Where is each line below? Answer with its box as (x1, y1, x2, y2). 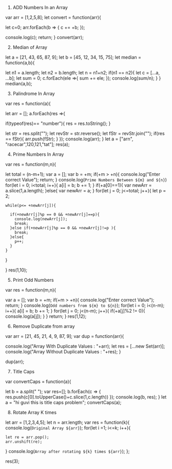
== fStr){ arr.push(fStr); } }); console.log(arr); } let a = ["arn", (5, 136, 133, 142)
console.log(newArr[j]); (14, 217, 68, 222)
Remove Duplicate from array (12, 323, 75, 329)
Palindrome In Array (12, 91, 55, 97)
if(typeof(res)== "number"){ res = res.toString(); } (5, 120, 111, 127)
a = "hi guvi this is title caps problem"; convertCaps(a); (5, 400, 122, 405)
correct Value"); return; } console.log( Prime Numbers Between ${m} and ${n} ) (5, 177, 167, 183)
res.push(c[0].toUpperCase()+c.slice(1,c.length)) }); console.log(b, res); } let (5, 394, 167, 400)
